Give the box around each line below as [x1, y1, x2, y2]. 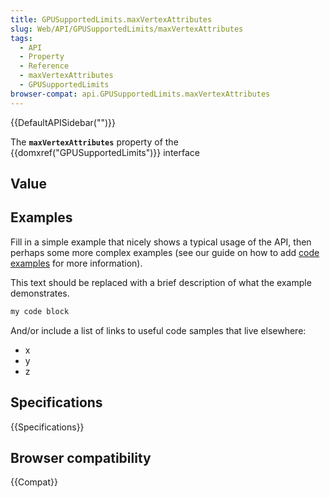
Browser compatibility [10, 449, 152, 466]
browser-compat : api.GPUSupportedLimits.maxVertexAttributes [10, 89, 271, 99]
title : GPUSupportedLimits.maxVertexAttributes [10, 14, 213, 25]
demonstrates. [10, 287, 70, 299]
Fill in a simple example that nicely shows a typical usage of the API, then [10, 236, 312, 248]
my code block [10, 306, 70, 316]
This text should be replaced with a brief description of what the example [10, 276, 312, 288]
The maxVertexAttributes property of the [10, 136, 179, 148]
